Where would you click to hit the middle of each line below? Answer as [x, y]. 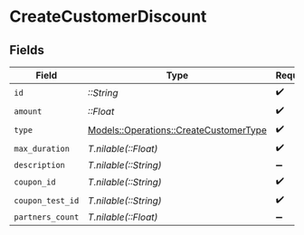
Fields [27, 50]
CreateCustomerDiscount [108, 17]
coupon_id [35, 182]
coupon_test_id [47, 200]
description [40, 165]
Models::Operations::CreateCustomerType [177, 130]
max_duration [42, 148]
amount [28, 111]
